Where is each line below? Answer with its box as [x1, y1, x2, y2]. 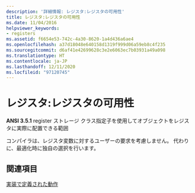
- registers [6, 31, 36, 37]
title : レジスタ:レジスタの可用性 [6, 14, 81, 20]
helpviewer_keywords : [6, 25, 60, 31]
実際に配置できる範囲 [16, 125, 69, 132]
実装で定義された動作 [6, 181, 58, 187]
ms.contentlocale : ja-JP [6, 58, 68, 64]
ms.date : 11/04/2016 [6, 20, 57, 25]
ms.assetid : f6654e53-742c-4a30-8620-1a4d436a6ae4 [6, 36, 134, 42]
